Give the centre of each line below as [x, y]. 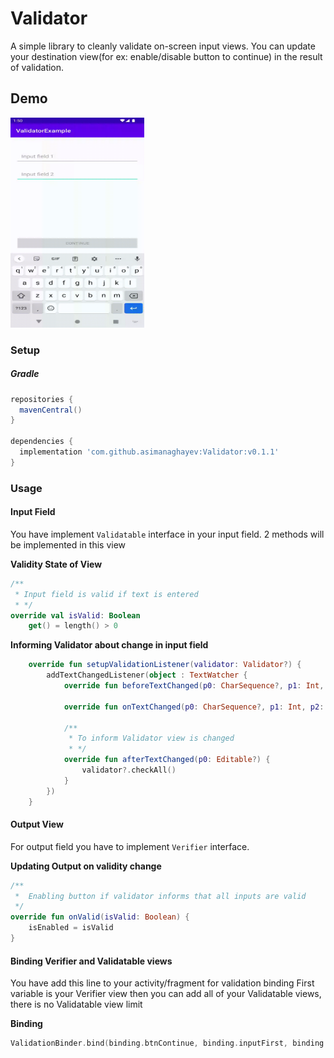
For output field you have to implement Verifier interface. [130, 846]
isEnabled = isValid [71, 928]
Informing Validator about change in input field [109, 645]
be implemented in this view [68, 544]
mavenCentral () [51, 410]
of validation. [37, 67]
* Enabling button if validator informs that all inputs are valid [160, 896]
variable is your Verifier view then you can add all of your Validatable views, [166, 994]
